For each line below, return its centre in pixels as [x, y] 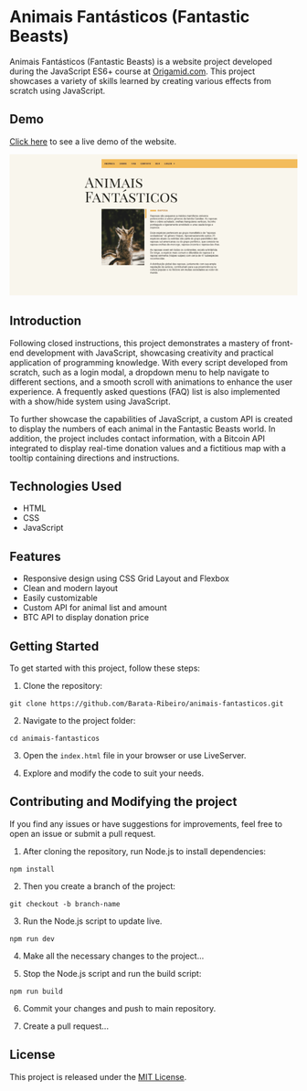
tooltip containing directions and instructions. [95, 458]
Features [35, 556]
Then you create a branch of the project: [99, 886]
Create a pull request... [66, 1026]
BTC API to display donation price [86, 618]
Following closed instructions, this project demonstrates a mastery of [139, 343]
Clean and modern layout [70, 588]
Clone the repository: [63, 685]
